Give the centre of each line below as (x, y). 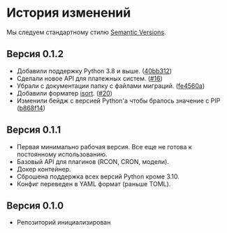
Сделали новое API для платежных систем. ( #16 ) (90, 78)
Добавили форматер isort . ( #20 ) (65, 93)
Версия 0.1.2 (35, 54)
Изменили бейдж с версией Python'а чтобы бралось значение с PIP (118, 100)
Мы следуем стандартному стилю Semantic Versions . (86, 32)
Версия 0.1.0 (35, 205)
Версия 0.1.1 (34, 130)
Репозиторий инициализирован (64, 223)
